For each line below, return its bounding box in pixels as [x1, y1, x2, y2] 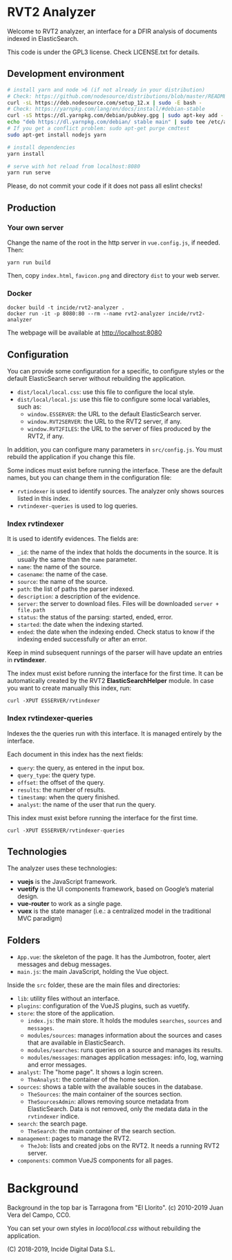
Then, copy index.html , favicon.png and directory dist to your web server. [7, 271, 220, 279]
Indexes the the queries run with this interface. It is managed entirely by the [7, 729, 222, 738]
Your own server [7, 222, 64, 232]
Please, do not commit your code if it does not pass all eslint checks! [7, 181, 203, 190]
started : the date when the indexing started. [17, 621, 144, 629]
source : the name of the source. [17, 578, 108, 586]
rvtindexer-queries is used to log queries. [17, 502, 138, 510]
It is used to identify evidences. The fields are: [7, 535, 139, 543]
